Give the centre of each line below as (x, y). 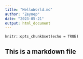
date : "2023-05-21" (25, 19)
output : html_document (28, 23)
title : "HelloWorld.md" (29, 10)
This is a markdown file (41, 51)
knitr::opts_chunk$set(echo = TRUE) (42, 37)
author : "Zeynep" (22, 14)
